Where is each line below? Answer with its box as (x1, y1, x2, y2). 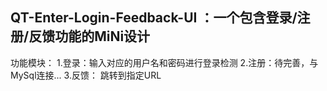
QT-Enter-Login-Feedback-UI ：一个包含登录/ (10, 9, 298, 27)
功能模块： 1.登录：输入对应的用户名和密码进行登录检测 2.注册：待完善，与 (10, 56, 319, 68)
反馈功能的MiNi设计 (28, 28, 151, 45)
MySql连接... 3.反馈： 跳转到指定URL (10, 69, 162, 81)
